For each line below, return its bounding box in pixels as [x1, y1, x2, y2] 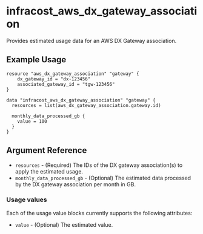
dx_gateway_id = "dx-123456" [17, 76, 91, 82]
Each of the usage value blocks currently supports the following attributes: [6, 209, 193, 216]
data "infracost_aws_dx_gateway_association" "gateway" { [6, 97, 156, 103]
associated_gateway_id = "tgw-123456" [17, 81, 115, 87]
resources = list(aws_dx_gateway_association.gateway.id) [12, 102, 162, 108]
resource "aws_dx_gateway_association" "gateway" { [6, 71, 139, 77]
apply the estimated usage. [15, 167, 84, 175]
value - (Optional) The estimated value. [15, 221, 113, 228]
